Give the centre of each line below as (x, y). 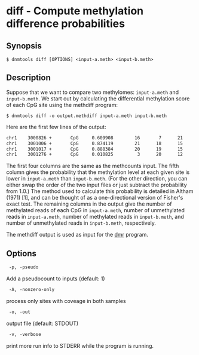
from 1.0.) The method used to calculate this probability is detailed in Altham (100, 191)
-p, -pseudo (24, 267)
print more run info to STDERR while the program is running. (80, 345)
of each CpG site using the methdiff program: (62, 105)
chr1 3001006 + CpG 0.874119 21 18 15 (95, 143)
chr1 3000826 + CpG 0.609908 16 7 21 (95, 138)
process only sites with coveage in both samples (66, 301)
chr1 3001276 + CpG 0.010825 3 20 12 (95, 154)
